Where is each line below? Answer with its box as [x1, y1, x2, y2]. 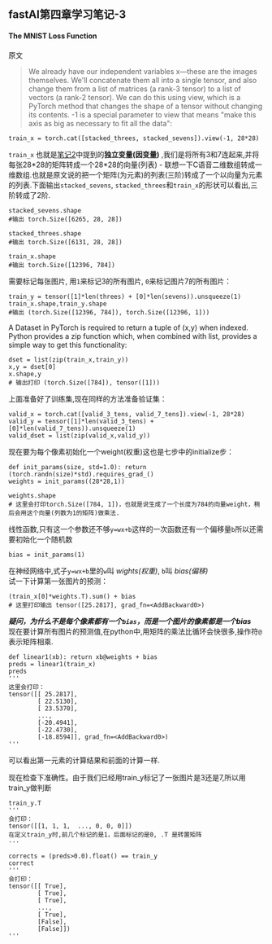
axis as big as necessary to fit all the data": [28, 118, 173, 128]
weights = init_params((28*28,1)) [8, 477, 126, 485]
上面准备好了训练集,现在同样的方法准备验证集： [8, 393, 168, 403]
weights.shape [8, 491, 57, 499]
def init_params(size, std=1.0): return [8, 463, 148, 471]
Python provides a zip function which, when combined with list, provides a [8, 331, 257, 340]
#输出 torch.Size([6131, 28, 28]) [8, 238, 123, 246]
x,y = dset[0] [8, 362, 57, 371]
